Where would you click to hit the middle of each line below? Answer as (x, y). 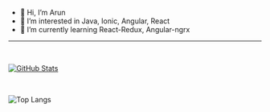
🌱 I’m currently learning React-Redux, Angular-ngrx (105, 29)
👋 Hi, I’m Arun (43, 12)
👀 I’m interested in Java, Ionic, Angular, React (95, 21)
